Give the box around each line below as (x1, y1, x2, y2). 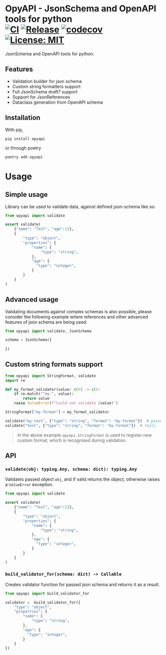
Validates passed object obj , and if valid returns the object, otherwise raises (5, 476, 160, 482)
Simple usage (5, 191, 48, 199)
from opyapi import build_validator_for (5, 591, 90, 596)
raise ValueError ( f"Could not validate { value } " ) (14, 401, 119, 406)
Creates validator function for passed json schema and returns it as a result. (5, 581, 160, 587)
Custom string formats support (5, 360, 103, 368)
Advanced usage (5, 295, 59, 304)
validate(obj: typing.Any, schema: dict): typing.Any (5, 466, 137, 472)
